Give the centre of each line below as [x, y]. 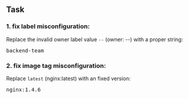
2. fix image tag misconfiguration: [56, 65]
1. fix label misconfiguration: [48, 27]
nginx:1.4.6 [23, 90]
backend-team [25, 50]
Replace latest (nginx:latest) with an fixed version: [68, 78]
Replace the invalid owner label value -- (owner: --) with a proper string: [94, 39]
